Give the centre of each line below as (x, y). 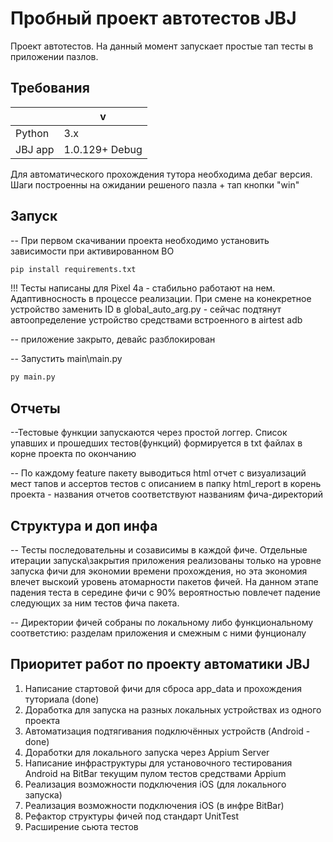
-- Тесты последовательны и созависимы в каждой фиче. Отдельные (159, 549)
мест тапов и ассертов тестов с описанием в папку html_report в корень (166, 484)
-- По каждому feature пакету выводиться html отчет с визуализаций (158, 473)
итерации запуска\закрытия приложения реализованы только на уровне (166, 560)
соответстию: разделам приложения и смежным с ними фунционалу (158, 633)
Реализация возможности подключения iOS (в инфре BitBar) (154, 805)
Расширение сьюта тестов (81, 826)
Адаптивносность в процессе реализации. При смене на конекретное (161, 299)
